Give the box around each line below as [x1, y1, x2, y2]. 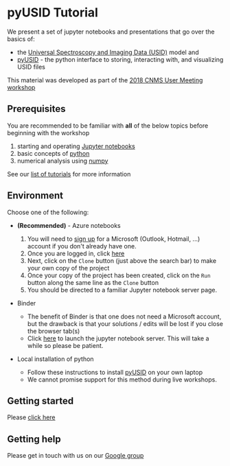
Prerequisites [7, 103, 66, 115]
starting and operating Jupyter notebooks [16, 142, 135, 150]
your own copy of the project [27, 264, 110, 272]
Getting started [7, 395, 74, 406]
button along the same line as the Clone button [27, 278, 159, 286]
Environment [7, 190, 64, 202]
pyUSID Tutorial [7, 5, 98, 21]
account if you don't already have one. [27, 242, 137, 250]
